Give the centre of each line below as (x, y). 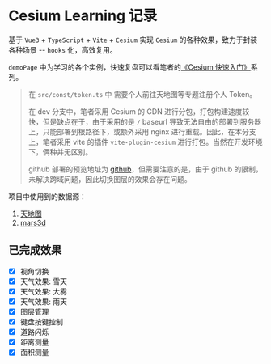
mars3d (33, 222)
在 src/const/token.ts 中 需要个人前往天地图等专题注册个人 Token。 (142, 94)
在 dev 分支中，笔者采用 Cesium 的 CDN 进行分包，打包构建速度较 (139, 111)
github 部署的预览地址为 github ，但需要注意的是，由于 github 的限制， (145, 169)
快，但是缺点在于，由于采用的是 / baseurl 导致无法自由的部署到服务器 (145, 121)
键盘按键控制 (41, 322)
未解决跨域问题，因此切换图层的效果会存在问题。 (110, 179)
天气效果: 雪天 (43, 281)
